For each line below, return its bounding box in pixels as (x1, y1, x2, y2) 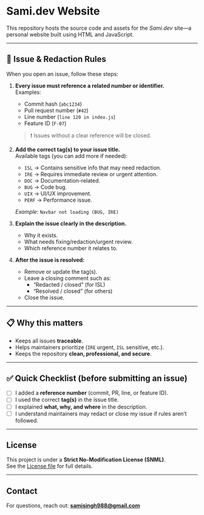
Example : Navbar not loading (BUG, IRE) (15, 208, 120, 215)
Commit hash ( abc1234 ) (24, 100, 82, 107)
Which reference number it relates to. (24, 244, 118, 251)
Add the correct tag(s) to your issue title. (15, 146, 120, 153)
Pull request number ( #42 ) (24, 106, 89, 114)
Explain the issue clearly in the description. (15, 220, 127, 227)
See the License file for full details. (6, 463, 93, 470)
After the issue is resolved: (15, 256, 85, 264)
